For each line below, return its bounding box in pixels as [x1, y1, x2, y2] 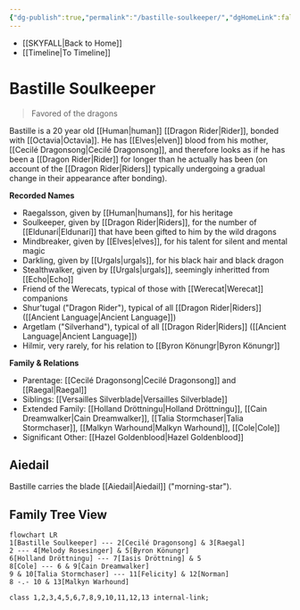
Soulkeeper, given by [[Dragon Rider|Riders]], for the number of [21, 216, 257, 228]
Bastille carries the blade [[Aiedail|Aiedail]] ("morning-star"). [9, 481, 232, 492]
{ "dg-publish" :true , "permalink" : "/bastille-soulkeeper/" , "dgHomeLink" [9, 13, 278, 22]
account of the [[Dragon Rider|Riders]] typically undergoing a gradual [9, 163, 266, 174]
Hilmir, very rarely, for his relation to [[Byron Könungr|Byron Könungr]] [21, 340, 280, 351]
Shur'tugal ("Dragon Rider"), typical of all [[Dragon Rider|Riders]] [21, 302, 262, 313]
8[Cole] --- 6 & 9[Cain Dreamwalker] [9, 562, 150, 572]
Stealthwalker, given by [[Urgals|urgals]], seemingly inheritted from [21, 264, 270, 275]
